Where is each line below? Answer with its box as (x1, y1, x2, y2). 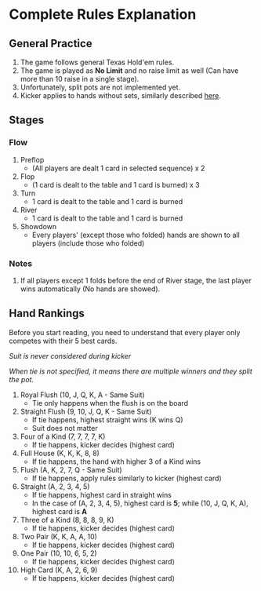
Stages (9, 114, 45, 127)
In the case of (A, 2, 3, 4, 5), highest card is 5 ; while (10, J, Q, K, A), (31, 498, 249, 508)
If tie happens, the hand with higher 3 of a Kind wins (31, 457, 201, 466)
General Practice (9, 37, 92, 50)
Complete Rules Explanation (9, 5, 197, 24)
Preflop (20, 155, 45, 164)
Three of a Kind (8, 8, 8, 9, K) (20, 515, 114, 524)
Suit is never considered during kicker (9, 351, 132, 360)
